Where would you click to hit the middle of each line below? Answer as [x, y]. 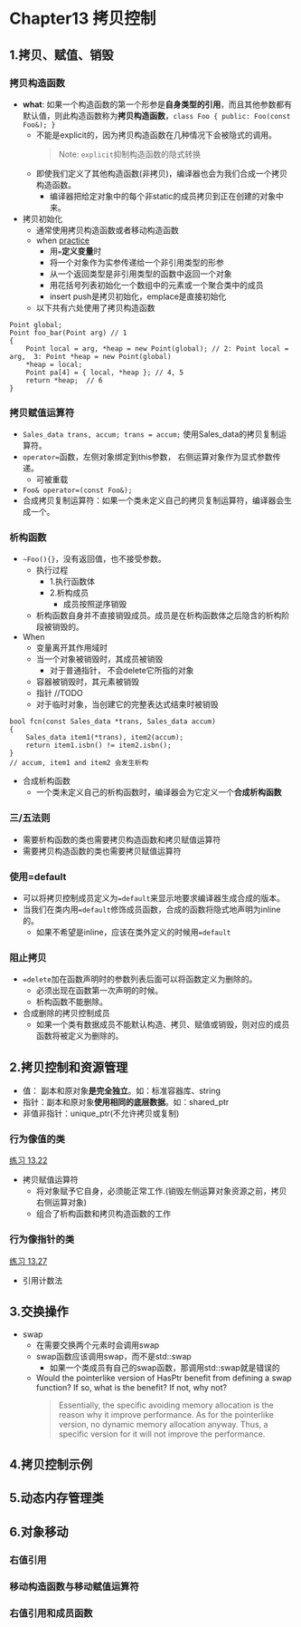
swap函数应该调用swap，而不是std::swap [113, 1356]
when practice [63, 240]
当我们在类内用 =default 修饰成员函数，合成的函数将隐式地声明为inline [151, 910]
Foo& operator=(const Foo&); [77, 490]
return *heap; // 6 [64, 380]
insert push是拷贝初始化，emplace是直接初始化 [138, 296]
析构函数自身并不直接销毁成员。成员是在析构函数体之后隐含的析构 [159, 615]
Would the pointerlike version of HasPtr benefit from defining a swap [164, 1378]
